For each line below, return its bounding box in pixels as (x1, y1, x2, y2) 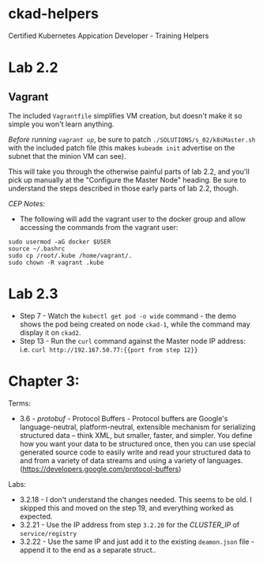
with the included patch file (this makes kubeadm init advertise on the (8, 143, 235, 153)
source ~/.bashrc (8, 244, 66, 253)
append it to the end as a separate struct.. (19, 545, 156, 554)
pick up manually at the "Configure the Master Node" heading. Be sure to (8, 175, 246, 184)
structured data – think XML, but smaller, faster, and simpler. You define (19, 430, 253, 439)
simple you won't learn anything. (8, 119, 115, 129)
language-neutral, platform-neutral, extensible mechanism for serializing (19, 422, 256, 432)
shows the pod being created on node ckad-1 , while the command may (19, 319, 250, 329)
